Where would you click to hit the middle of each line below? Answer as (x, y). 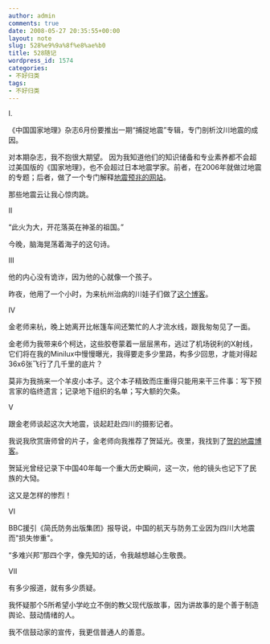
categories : (28, 68)
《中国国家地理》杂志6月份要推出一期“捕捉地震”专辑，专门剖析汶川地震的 (130, 130)
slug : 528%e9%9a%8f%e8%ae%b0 (57, 46)
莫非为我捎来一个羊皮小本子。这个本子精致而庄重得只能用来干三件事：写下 (131, 381)
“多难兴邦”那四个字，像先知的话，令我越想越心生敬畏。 (100, 555)
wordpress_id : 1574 (41, 61)
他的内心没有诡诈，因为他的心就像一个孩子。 (82, 277)
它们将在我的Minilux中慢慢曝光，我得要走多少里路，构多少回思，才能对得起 (133, 354)
